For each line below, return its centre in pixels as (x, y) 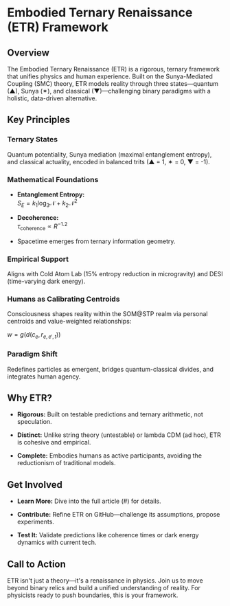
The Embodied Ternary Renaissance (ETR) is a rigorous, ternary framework (113, 69)
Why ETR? (30, 397)
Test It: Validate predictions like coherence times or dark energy (108, 535)
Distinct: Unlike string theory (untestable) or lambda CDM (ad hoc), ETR (119, 435)
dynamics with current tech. (57, 542)
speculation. (35, 422)
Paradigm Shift (32, 354)
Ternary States (33, 139)
